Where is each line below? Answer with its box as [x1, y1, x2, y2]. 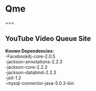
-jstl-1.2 [5, 74, 21, 81]
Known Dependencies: [5, 48, 55, 54]
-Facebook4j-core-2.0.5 [5, 53, 56, 59]
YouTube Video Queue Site [5, 34, 91, 43]
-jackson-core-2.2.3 [5, 64, 47, 70]
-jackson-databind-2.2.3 [5, 69, 57, 75]
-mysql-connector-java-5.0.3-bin [5, 80, 74, 86]
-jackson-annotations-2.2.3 [5, 59, 63, 65]
